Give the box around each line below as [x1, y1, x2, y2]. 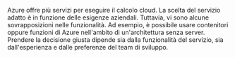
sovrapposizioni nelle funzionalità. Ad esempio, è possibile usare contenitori [7, 21, 229, 29]
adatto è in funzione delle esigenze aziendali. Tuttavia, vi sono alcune [7, 13, 210, 22]
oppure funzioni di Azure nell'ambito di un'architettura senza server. [7, 28, 205, 36]
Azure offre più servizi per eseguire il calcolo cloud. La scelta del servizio [7, 6, 221, 14]
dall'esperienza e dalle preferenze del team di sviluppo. [7, 43, 169, 51]
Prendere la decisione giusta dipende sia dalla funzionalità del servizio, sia [7, 36, 224, 44]
